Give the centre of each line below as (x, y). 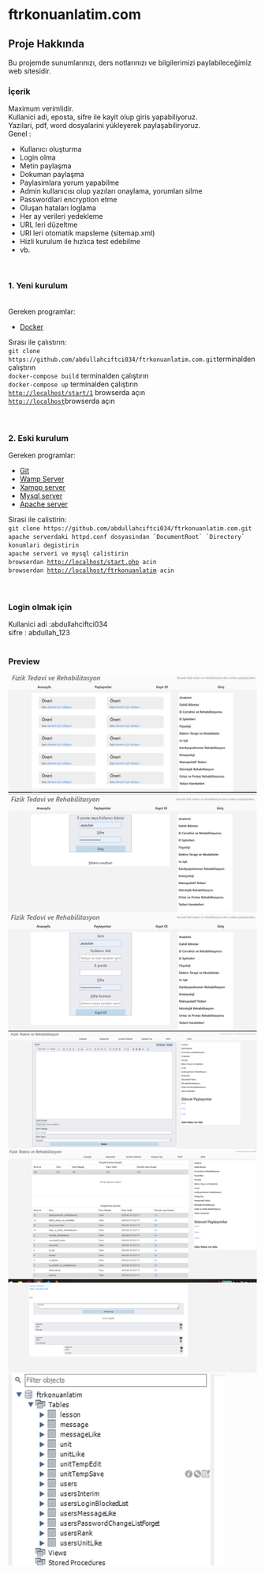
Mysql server (41, 495)
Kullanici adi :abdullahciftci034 (58, 624)
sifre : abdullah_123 (39, 633)
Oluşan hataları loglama (58, 208)
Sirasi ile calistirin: (37, 519)
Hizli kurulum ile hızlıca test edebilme (80, 242)
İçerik (19, 91)
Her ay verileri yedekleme (62, 217)
